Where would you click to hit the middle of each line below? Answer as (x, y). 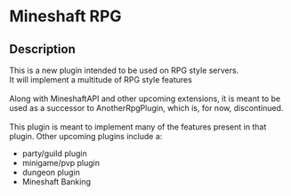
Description (42, 49)
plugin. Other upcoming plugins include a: (86, 136)
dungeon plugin (51, 172)
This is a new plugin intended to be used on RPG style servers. (124, 70)
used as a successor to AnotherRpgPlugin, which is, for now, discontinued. (146, 108)
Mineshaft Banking (57, 182)
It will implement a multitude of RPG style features (101, 80)
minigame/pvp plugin (61, 163)
